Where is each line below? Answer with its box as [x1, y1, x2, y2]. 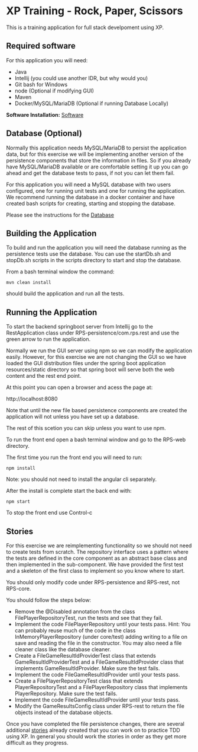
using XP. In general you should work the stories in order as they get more [6, 733, 187, 740]
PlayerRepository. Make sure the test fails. [14, 690, 118, 697]
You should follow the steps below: [6, 597, 92, 603]
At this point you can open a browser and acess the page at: [6, 384, 153, 391]
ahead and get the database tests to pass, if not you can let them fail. [6, 169, 175, 176]
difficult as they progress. [6, 740, 69, 746]
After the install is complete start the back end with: [6, 487, 132, 495]
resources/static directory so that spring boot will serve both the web [6, 366, 175, 373]
